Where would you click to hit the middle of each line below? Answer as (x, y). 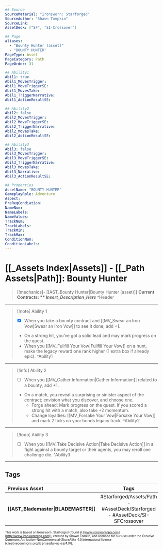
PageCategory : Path (25, 59)
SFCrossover (129, 521)
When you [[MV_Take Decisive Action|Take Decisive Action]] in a (89, 444)
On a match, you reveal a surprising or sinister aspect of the (84, 394)
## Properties (19, 185)
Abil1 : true (17, 77)
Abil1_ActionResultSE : (28, 100)
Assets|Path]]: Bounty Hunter (66, 278)
